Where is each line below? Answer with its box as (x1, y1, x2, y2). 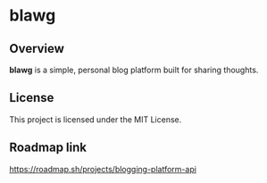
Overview (9, 41, 65, 56)
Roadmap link (9, 140, 88, 155)
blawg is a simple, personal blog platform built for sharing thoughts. (9, 64, 259, 75)
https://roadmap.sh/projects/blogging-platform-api (9, 163, 196, 174)
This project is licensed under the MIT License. (9, 113, 182, 125)
